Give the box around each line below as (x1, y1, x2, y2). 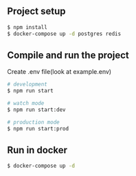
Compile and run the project (7, 49, 129, 61)
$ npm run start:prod (7, 125, 69, 132)
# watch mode (7, 100, 45, 107)
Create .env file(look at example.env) (7, 68, 112, 76)
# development (7, 81, 48, 88)
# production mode (7, 119, 60, 126)
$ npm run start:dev (7, 106, 67, 113)
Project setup (7, 6, 67, 17)
